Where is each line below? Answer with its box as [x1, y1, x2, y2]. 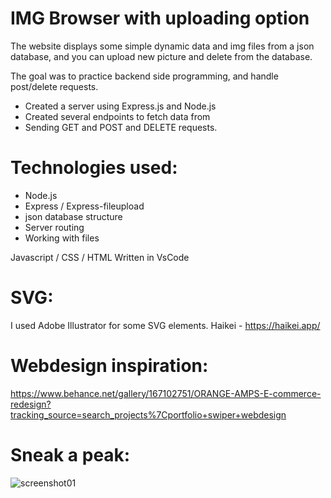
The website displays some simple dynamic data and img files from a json [10, 40, 315, 52]
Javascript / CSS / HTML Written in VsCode [10, 251, 190, 263]
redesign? [10, 398, 52, 410]
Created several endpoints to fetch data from [24, 110, 211, 122]
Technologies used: [10, 157, 178, 179]
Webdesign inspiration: [10, 355, 209, 377]
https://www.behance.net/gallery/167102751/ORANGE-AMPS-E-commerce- [10, 387, 322, 399]
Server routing [24, 221, 85, 233]
